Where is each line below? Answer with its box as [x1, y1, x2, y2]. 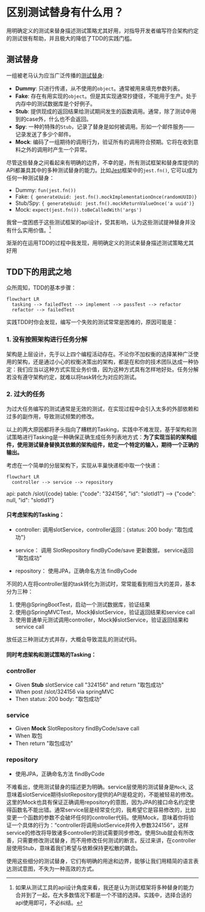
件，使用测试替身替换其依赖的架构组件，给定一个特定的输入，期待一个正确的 [6, 441, 199, 448]
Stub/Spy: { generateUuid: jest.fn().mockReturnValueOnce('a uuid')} [15, 199, 195, 207]
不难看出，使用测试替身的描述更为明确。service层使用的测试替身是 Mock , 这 [6, 783, 194, 790]
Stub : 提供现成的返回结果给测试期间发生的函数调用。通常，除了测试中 [15, 108, 191, 115]
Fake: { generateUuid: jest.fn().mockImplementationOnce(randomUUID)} [15, 193, 197, 200]
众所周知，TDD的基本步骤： [6, 284, 77, 291]
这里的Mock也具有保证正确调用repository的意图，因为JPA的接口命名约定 [6, 798, 190, 806]
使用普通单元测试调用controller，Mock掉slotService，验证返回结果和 [15, 616, 189, 624]
